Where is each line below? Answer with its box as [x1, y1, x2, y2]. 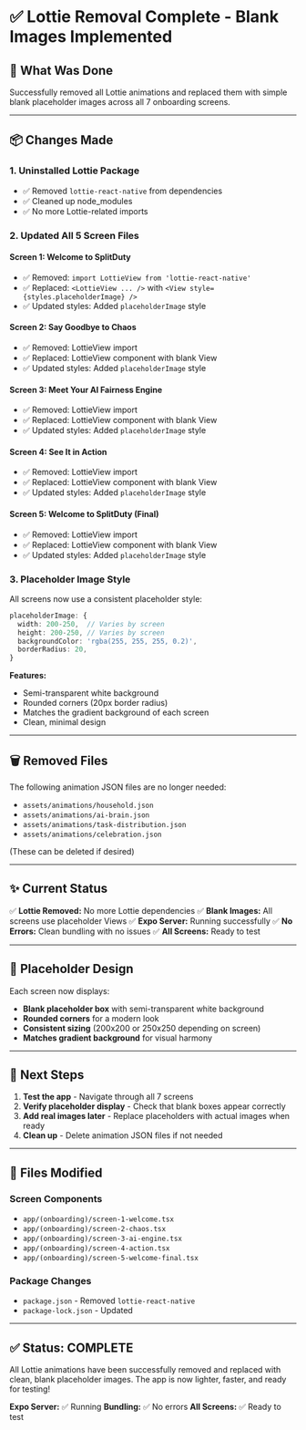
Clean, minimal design [22, 717, 107, 728]
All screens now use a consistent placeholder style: [9, 593, 203, 604]
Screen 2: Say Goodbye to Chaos [9, 322, 137, 333]
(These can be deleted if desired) [9, 845, 135, 856]
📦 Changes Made [9, 132, 114, 148]
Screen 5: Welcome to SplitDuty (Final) [9, 509, 159, 520]
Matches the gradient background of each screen [22, 707, 209, 718]
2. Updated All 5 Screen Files [9, 229, 139, 242]
